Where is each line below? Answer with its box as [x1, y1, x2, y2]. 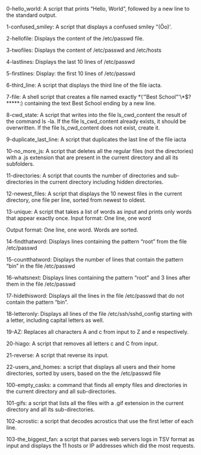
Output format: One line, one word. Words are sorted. [6, 226, 138, 233]
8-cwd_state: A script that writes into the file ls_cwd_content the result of [6, 111, 187, 118]
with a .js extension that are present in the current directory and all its [6, 154, 179, 161]
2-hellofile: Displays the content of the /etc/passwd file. [6, 35, 144, 42]
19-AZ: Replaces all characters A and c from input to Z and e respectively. [6, 328, 189, 335]
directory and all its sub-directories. [6, 406, 95, 413]
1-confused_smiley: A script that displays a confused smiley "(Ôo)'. [6, 24, 173, 30]
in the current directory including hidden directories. [34, 178, 164, 186]
